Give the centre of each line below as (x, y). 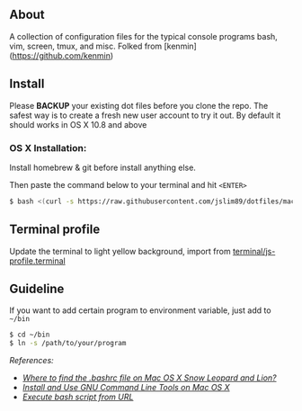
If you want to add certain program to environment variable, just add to (140, 310)
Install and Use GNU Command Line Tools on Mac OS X (126, 388)
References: (31, 361)
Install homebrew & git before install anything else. (102, 167)
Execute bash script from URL (78, 397)
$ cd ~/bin (30, 335)
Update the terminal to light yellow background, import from (120, 251)
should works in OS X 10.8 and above (78, 124)
